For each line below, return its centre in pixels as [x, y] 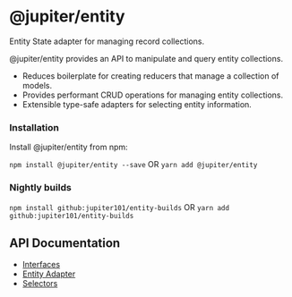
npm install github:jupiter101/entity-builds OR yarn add [120, 207]
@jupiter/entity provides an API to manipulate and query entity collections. [146, 58]
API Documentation [65, 243]
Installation [34, 127]
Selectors [40, 284]
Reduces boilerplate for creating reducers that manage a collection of [150, 76]
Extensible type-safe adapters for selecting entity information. [137, 104]
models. [37, 85]
